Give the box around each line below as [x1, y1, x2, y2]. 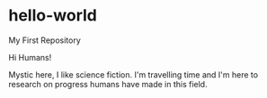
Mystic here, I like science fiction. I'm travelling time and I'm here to [8, 69, 258, 80]
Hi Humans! [8, 52, 52, 62]
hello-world [8, 5, 98, 26]
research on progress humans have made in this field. [8, 78, 208, 89]
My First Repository [8, 35, 82, 45]
